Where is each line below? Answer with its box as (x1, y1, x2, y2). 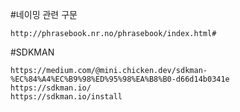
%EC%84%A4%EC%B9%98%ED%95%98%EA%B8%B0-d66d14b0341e (10, 74, 230, 84)
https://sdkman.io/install (10, 92, 123, 102)
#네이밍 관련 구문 (10, 9, 78, 20)
